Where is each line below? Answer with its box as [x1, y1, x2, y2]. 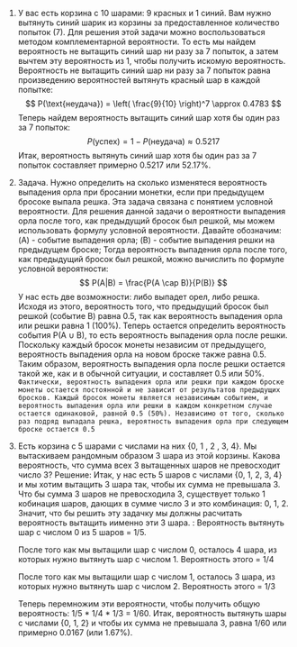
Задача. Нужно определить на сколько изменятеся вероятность [17, 178, 267, 187]
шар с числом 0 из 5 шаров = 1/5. [17, 527, 147, 537]
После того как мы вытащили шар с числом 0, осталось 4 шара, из [17, 544, 277, 555]
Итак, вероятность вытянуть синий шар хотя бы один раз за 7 [17, 150, 257, 160]
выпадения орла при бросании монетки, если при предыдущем [17, 187, 265, 197]
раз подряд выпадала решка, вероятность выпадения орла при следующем [17, 417, 289, 426]
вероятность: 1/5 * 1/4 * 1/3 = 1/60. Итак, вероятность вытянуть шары [17, 608, 287, 618]
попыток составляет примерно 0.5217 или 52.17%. [17, 159, 211, 170]
